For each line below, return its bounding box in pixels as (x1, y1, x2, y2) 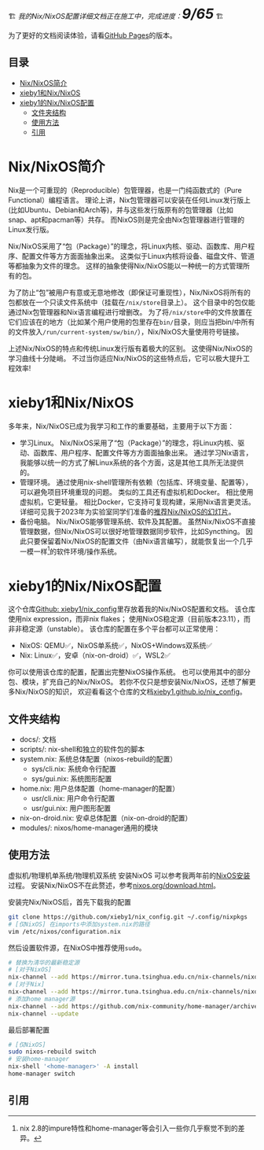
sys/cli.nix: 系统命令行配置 (31, 765, 116, 774)
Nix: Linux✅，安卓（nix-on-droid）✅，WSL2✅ (19, 651, 171, 660)
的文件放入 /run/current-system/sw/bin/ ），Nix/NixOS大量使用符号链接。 (8, 326, 244, 336)
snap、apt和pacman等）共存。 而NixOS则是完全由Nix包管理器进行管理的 (8, 215, 245, 224)
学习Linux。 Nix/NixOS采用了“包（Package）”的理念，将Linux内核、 (19, 438, 238, 448)
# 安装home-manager (8, 1056, 70, 1063)
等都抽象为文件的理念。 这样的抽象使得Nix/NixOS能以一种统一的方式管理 (8, 261, 244, 271)
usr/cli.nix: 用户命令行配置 (31, 794, 115, 803)
